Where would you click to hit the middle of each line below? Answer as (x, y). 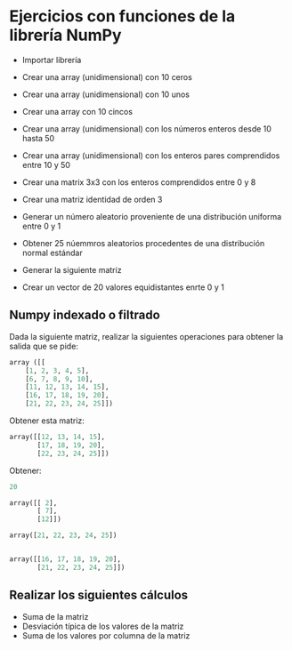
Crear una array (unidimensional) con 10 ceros (107, 76)
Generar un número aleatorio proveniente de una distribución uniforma (152, 216)
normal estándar (52, 253)
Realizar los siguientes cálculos (99, 595)
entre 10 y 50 (46, 165)
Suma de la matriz (55, 616)
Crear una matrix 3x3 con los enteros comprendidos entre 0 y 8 (139, 182)
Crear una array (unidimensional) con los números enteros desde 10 (146, 128)
